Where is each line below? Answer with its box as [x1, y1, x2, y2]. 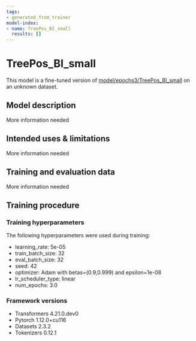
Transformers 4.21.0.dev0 [14, 310, 79, 318]
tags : [6, 8, 20, 15]
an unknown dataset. [6, 83, 58, 90]
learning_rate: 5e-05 [14, 243, 66, 251]
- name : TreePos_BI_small [6, 25, 71, 32]
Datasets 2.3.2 [14, 323, 51, 330]
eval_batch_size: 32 [14, 256, 64, 264]
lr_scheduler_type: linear [14, 275, 76, 282]
